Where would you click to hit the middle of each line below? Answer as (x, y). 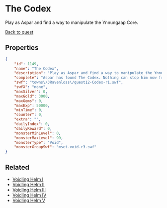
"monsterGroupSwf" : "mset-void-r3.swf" (55, 147)
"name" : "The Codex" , (36, 68)
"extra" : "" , (28, 119)
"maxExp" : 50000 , (32, 105)
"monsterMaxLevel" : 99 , (39, 138)
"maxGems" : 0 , (29, 101)
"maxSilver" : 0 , (31, 92)
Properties (22, 48)
